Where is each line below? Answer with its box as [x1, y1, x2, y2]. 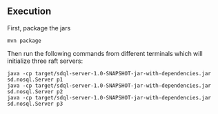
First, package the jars [7, 23, 71, 32]
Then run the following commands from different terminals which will [7, 49, 203, 57]
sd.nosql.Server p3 [7, 100, 63, 107]
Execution [7, 6, 52, 17]
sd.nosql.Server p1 [7, 76, 63, 83]
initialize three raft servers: [7, 57, 83, 65]
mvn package [7, 37, 41, 44]
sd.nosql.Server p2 [7, 88, 63, 95]
